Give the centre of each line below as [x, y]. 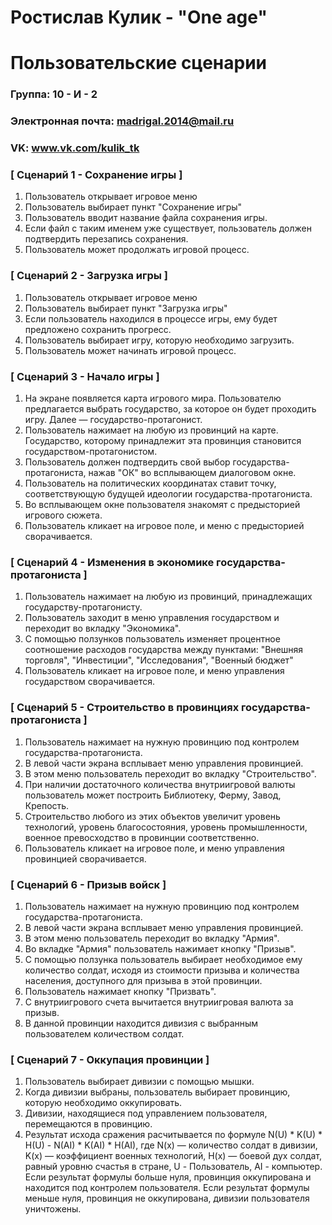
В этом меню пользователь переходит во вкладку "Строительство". [170, 773]
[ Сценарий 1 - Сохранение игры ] [96, 175]
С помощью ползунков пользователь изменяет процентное [152, 639]
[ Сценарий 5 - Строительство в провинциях [125, 708]
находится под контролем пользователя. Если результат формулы [167, 1188]
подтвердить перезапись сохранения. [106, 239]
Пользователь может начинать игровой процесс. [130, 350]
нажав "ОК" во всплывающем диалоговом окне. [192, 473]
